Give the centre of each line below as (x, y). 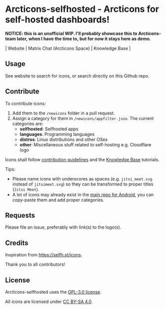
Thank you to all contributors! (35, 264)
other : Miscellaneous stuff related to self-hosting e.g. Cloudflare (85, 144)
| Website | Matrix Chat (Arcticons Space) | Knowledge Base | (68, 48)
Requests (20, 215)
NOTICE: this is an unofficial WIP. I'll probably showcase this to (71, 33)
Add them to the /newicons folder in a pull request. (63, 113)
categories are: (28, 124)
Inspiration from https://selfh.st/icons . (44, 255)
